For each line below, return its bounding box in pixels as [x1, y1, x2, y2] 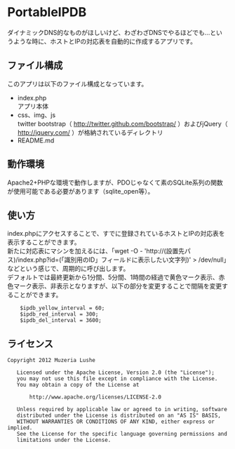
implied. [7, 424, 33, 431]
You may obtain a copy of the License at [16, 382, 140, 389]
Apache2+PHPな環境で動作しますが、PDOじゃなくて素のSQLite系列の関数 [7, 178, 223, 187]
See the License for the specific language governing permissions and [16, 431, 228, 438]
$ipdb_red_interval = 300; [20, 311, 99, 318]
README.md [17, 136, 55, 145]
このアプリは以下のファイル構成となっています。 [7, 79, 148, 88]
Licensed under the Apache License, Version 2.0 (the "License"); [16, 369, 215, 376]
